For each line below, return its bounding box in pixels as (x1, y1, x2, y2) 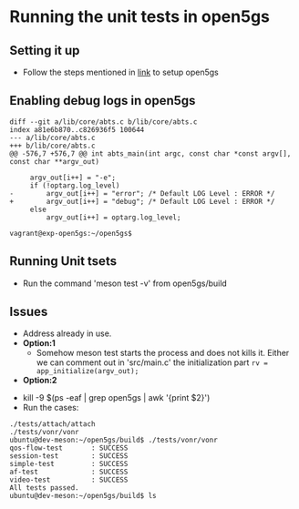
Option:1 (22, 338, 57, 349)
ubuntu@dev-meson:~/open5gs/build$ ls (9, 492, 157, 501)
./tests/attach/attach (9, 420, 96, 429)
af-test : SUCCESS (9, 467, 129, 477)
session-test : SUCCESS (9, 452, 129, 461)
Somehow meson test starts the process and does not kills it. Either (36, 348, 290, 359)
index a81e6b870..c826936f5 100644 (9, 125, 145, 134)
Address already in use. (22, 328, 112, 339)
